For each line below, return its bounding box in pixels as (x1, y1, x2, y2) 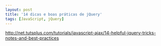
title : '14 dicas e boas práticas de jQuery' (5, 12, 102, 17)
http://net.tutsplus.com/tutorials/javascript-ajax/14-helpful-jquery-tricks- (5, 30, 156, 36)
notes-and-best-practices (5, 35, 59, 41)
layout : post (5, 7, 33, 12)
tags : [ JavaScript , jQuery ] (5, 16, 64, 21)
